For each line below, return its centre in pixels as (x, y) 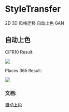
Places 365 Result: (24, 70)
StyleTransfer (33, 9)
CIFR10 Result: (19, 52)
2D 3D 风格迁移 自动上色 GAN (34, 23)
